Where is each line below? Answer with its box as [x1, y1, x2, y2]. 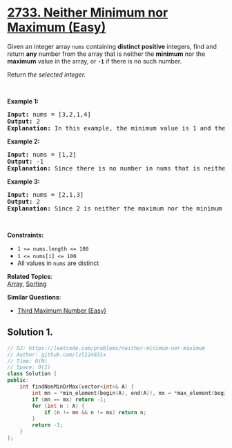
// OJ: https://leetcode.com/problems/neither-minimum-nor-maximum [7, 344, 206, 351]
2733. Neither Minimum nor [7, 5, 168, 21]
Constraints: [7, 231, 44, 239]
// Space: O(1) [7, 364, 51, 371]
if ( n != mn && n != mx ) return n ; [43, 409, 147, 416]
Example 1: [7, 97, 39, 105]
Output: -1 [7, 157, 44, 165]
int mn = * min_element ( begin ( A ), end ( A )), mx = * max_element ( [32, 389, 215, 396]
